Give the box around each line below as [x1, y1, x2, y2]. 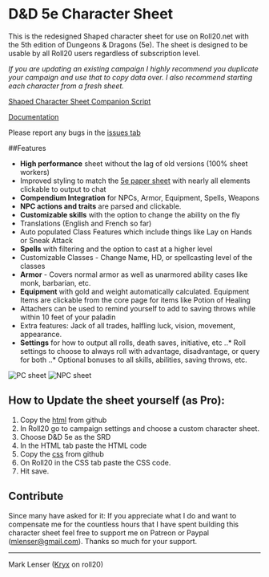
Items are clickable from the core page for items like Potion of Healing [19, 295, 251, 305]
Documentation [8, 112, 59, 121]
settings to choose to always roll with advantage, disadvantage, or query [19, 346, 260, 356]
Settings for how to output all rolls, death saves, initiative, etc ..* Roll [19, 338, 247, 347]
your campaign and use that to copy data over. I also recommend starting [8, 72, 253, 82]
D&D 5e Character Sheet [8, 5, 174, 23]
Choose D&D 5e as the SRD [19, 432, 111, 441]
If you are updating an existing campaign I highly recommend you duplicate [8, 63, 259, 73]
